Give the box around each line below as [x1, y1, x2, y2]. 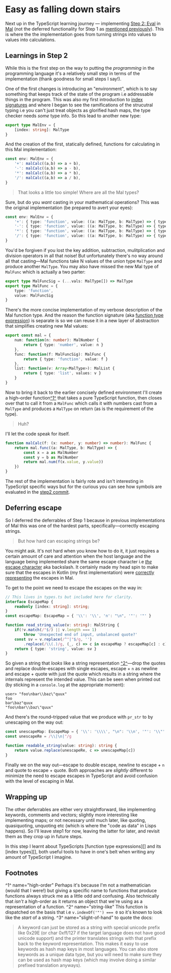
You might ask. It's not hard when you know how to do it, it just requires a [5, 548, 159, 554]
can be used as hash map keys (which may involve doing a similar [17, 957, 156, 963]
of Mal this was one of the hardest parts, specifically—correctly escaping [5, 523, 159, 529]
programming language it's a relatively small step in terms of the [5, 70, 140, 76]
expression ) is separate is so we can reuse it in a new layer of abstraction [5, 318, 159, 324]
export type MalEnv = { [5, 122, 56, 128]
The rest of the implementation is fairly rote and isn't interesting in [5, 478, 144, 484]
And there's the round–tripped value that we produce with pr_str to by [5, 714, 154, 720]
